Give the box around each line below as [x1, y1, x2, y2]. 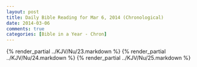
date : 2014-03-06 [6, 20, 50, 26]
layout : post [6, 8, 39, 15]
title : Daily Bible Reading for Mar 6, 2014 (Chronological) [6, 14, 164, 21]
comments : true [6, 25, 45, 32]
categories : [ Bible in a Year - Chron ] [6, 31, 107, 37]
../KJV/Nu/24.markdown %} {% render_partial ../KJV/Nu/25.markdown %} [6, 54, 191, 62]
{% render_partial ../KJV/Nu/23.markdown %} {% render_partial [6, 48, 166, 55]
